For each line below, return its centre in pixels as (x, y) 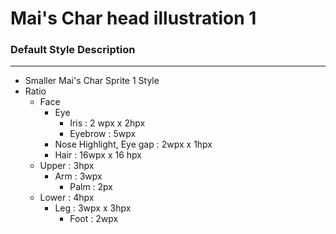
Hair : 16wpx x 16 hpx (98, 155)
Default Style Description (73, 50)
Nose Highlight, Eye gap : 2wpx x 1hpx (133, 144)
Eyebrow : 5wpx (103, 134)
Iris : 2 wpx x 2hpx (107, 123)
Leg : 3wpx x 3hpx (93, 208)
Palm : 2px (91, 187)
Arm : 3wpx (78, 176)
